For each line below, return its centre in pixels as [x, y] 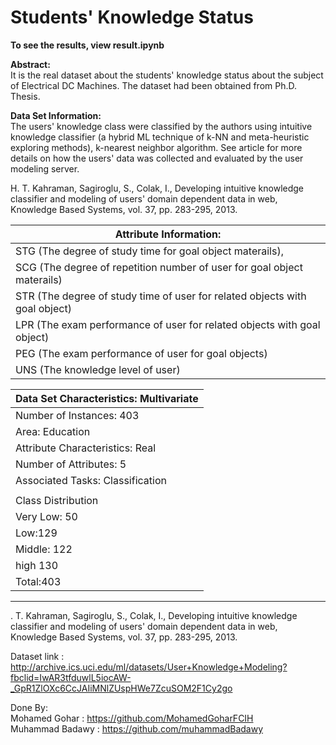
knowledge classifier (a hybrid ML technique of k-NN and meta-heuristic [160, 137]
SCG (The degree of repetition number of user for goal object [159, 267]
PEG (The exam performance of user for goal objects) [141, 353]
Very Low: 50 [46, 516]
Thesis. [25, 96]
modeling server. [45, 168]
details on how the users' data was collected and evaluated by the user [157, 158]
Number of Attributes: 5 [71, 464]
